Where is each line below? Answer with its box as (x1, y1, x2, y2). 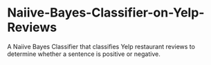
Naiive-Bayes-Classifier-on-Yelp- (7, 5, 205, 21)
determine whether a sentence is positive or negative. (7, 50, 160, 58)
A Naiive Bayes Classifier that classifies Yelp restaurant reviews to (7, 42, 196, 50)
